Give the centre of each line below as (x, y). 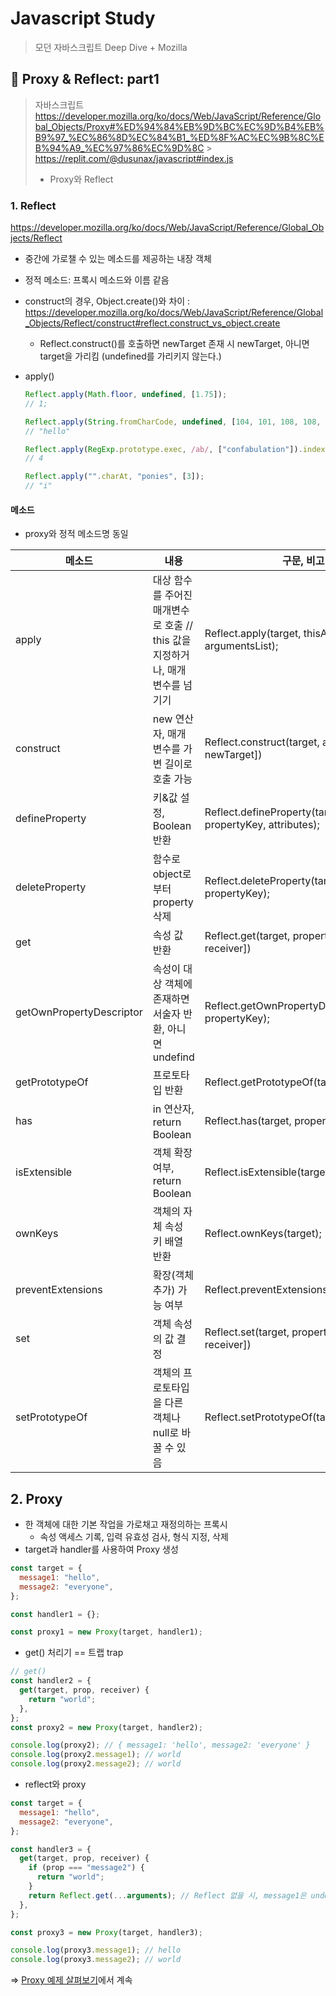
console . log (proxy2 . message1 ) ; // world (96, 1755)
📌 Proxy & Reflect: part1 (85, 79)
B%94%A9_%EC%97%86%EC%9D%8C (119, 148)
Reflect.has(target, (248, 1121)
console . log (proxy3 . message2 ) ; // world (96, 1960)
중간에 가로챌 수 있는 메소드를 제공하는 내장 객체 (118, 259)
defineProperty (51, 819)
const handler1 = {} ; (55, 1614)
